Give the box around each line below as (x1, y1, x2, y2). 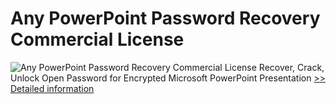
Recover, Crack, (258, 61, 325, 73)
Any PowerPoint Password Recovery (10, 7, 321, 30)
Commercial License (10, 28, 185, 51)
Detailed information (10, 82, 95, 94)
